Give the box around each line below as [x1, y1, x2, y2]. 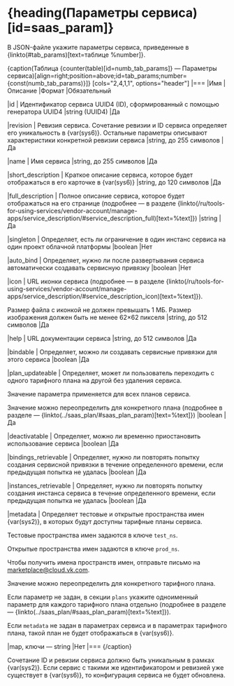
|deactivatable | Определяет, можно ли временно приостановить [7, 431, 201, 440]
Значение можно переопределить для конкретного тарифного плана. [7, 579, 216, 587]
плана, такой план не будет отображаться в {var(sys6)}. [7, 628, 175, 637]
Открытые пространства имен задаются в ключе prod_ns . [7, 544, 180, 553]
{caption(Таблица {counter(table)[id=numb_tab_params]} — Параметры [7, 64, 218, 72]
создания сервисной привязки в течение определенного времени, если [7, 460, 224, 469]
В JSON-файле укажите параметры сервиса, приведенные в [7, 43, 189, 51]
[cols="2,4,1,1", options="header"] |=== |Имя [92, 79, 222, 87]
